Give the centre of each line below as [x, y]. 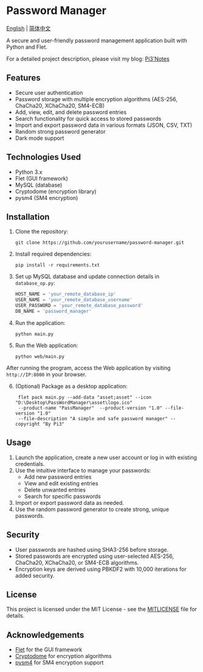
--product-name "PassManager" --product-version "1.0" [90, 408]
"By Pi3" [53, 424]
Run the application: [40, 323]
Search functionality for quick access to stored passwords [88, 118]
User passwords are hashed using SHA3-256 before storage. [92, 549]
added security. [35, 575]
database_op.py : [35, 283]
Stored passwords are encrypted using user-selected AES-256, [95, 556]
